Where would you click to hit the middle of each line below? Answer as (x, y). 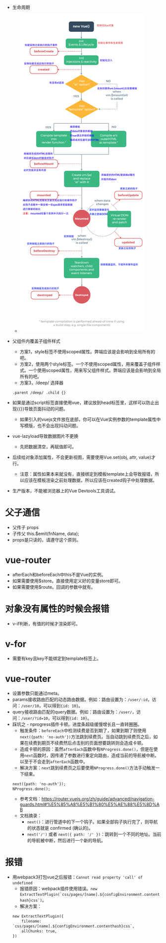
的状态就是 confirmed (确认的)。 (60, 828)
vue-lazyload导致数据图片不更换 (45, 436)
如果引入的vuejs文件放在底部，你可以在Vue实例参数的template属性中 (90, 419)
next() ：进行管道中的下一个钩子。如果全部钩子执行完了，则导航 (92, 822)
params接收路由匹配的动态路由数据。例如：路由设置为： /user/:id (80, 699)
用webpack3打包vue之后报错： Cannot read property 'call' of (77, 877)
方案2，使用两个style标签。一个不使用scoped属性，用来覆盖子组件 (88, 364)
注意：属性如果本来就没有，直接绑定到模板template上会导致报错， (87, 474)
